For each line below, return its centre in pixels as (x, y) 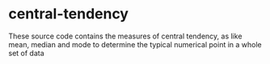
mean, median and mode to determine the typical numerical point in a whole (135, 44)
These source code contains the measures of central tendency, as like (125, 36)
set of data (26, 53)
